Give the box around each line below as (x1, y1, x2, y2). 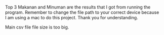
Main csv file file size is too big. (5, 24, 69, 30)
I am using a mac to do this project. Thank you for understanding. (5, 15, 138, 20)
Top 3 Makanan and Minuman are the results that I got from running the (5, 4, 151, 10)
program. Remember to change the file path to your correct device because (5, 9, 160, 15)
